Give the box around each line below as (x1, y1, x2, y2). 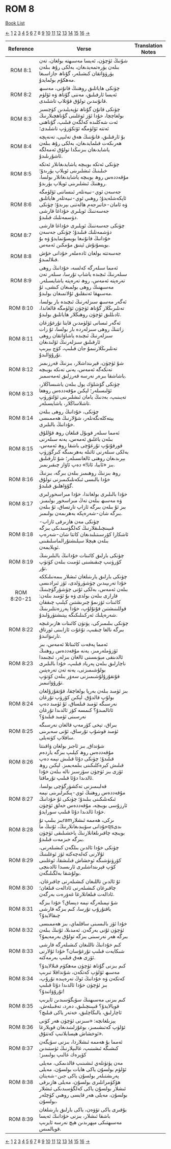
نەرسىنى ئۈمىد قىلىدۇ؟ (39, 713, 87, 720)
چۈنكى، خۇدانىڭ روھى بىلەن (39, 408, 99, 415)
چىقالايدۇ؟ (39, 911, 61, 918)
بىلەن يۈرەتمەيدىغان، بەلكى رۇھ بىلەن (39, 63, 120, 71)
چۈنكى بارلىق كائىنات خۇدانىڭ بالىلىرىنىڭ (39, 552, 124, 559)
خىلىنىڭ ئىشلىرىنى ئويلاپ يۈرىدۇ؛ (39, 167, 108, 174)
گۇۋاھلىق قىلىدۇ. (39, 482, 74, 489)
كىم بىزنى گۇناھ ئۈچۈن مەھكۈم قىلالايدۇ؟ (39, 962, 126, 969)
